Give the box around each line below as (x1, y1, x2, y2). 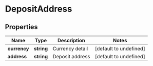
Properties (5, 23, 38, 31)
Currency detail (53, 45, 88, 52)
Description (57, 37, 85, 44)
